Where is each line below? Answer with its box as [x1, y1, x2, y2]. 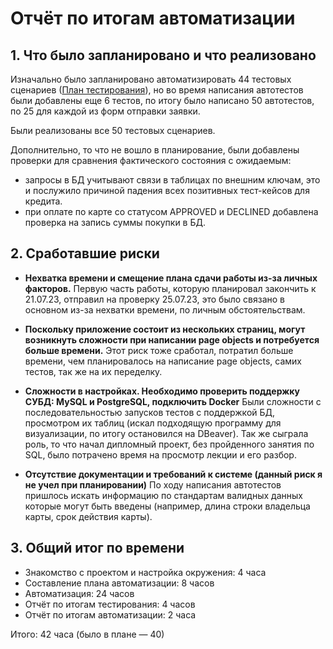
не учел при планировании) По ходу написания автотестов [24, 478, 282, 491]
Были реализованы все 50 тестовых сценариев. [10, 125, 216, 136]
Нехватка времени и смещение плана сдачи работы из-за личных [24, 272, 318, 284]
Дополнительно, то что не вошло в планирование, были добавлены [10, 144, 300, 156]
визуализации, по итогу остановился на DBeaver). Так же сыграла [24, 427, 309, 439]
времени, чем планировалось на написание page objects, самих [24, 355, 302, 367]
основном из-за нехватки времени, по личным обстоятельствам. [24, 303, 306, 316]
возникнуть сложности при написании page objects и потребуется [24, 333, 320, 346]
